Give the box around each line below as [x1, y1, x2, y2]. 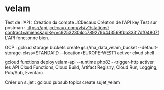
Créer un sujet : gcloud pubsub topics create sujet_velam [5, 79, 120, 85]
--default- [137, 44, 158, 50]
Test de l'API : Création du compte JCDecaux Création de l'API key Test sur [5, 19, 157, 25]
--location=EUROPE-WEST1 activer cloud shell [60, 50, 155, 56]
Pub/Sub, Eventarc [5, 69, 43, 75]
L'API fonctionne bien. [5, 35, 49, 41]
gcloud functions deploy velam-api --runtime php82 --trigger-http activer [5, 59, 154, 65]
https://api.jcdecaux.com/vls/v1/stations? [26, 24, 109, 30]
